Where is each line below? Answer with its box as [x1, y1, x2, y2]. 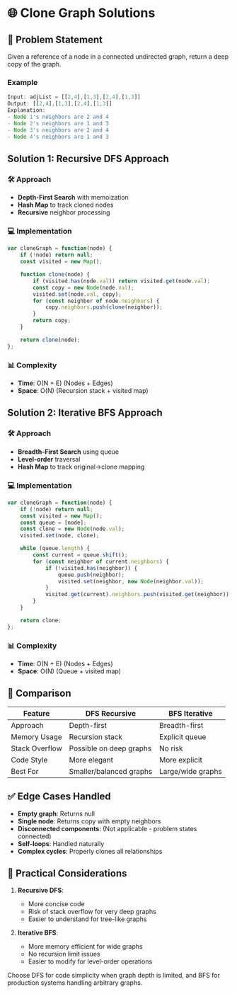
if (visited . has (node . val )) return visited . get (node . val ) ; [33, 278, 211, 285]
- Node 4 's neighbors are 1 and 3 [7, 133, 110, 140]
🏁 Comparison [7, 687, 72, 699]
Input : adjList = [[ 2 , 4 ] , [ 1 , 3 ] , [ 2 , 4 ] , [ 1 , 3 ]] [7, 93, 141, 101]
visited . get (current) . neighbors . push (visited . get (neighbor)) [45, 591, 230, 598]
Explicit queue [158, 731, 207, 741]
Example [7, 77, 38, 87]
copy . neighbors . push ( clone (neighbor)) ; [45, 304, 163, 311]
